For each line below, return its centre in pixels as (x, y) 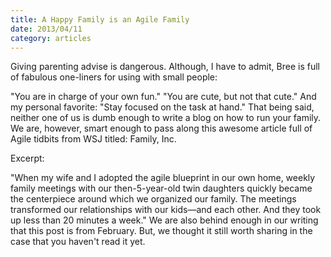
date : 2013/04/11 (46, 29)
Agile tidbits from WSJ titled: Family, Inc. (93, 139)
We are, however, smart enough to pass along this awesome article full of (161, 128)
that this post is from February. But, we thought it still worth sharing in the (161, 231)
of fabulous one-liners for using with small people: (114, 77)
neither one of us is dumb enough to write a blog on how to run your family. (166, 118)
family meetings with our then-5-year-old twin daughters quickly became (161, 188)
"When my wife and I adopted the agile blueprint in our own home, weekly (163, 178)
